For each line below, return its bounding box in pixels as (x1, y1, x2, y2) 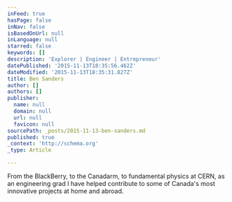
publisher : (7, 95, 39, 102)
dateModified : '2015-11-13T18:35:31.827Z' (7, 68, 133, 75)
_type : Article (7, 147, 52, 154)
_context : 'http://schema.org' (7, 140, 99, 147)
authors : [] (7, 88, 42, 95)
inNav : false (7, 23, 46, 30)
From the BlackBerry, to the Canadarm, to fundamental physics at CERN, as (7, 172, 226, 180)
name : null (13, 101, 46, 108)
